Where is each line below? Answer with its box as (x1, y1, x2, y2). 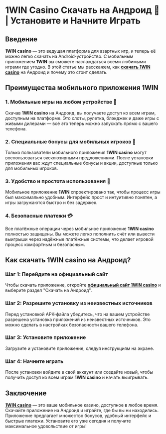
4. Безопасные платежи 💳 (5, 213, 73, 219)
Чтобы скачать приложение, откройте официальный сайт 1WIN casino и (5, 282, 161, 288)
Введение (5, 35, 38, 43)
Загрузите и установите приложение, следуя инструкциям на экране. (5, 345, 155, 351)
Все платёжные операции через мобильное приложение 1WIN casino (5, 225, 154, 231)
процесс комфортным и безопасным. (5, 241, 85, 247)
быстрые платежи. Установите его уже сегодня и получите (5, 418, 131, 424)
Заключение (5, 389, 47, 397)
